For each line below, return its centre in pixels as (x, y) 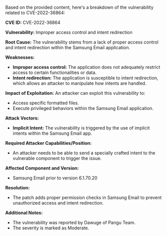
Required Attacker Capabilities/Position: (49, 143)
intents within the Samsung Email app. (52, 133)
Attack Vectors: (22, 118)
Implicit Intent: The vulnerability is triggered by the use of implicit (81, 128)
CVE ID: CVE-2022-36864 (33, 23)
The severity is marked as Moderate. (51, 228)
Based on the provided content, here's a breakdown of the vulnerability (79, 7)
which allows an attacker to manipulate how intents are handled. (79, 83)
